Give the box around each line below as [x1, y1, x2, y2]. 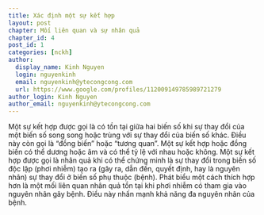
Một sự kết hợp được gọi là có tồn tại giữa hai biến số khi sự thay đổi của [8, 122, 245, 132]
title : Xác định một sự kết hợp [8, 11, 115, 20]
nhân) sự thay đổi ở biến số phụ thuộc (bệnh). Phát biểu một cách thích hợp [8, 172, 255, 182]
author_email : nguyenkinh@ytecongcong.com [8, 100, 151, 108]
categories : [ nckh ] [8, 48, 73, 56]
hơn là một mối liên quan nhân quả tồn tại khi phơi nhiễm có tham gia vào [8, 181, 247, 190]
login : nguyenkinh [15, 71, 77, 79]
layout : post [8, 19, 52, 27]
